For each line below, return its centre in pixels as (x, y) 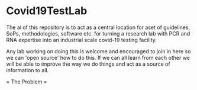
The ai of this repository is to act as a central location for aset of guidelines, (98, 27)
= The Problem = (27, 82)
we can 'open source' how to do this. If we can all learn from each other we (98, 57)
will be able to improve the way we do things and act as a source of (88, 64)
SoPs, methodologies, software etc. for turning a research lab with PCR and (98, 33)
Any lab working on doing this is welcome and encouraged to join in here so (98, 51)
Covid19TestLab (47, 11)
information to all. (28, 70)
